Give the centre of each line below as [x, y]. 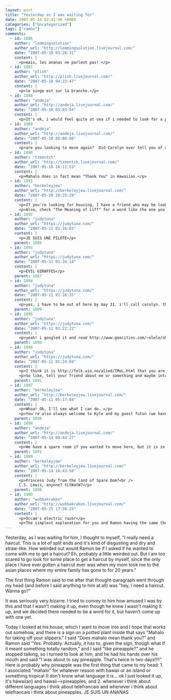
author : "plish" [32, 72]
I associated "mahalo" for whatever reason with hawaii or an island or [78, 670]
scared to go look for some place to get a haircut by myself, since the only [83, 559]
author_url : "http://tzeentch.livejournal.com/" [67, 162]
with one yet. [19, 617]
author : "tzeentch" [35, 157]
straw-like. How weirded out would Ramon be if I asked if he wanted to [79, 549]
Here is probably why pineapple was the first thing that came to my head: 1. [84, 665]
